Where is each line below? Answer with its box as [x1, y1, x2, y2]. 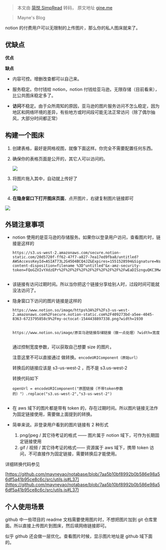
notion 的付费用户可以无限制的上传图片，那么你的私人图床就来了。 [5, 25, 141, 31]
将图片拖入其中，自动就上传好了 [12, 175, 78, 181]
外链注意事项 [5, 220, 44, 229]
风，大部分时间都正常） [12, 115, 60, 121]
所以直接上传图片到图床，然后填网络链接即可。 [13, 523, 109, 529]
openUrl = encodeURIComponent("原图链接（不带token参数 [12, 386, 124, 391]
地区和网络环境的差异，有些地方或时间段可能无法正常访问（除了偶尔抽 [12, 109, 156, 115]
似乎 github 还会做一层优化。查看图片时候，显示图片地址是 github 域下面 [5, 533, 153, 539]
